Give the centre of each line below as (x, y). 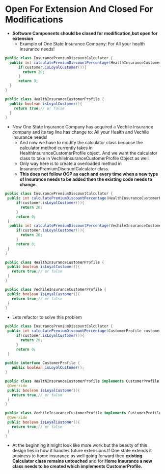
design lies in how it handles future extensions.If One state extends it (82, 451)
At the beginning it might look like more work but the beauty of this (80, 445)
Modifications (34, 20)
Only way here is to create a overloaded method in (70, 163)
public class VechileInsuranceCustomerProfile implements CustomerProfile (83, 413)
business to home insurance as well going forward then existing (77, 456)
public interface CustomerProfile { (42, 363)
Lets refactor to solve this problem (47, 317)
